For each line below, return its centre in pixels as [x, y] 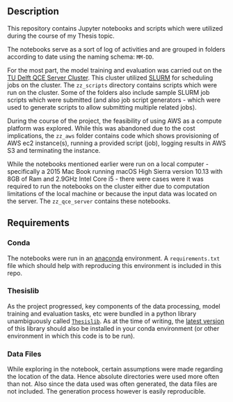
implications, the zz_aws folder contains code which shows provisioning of [113, 135]
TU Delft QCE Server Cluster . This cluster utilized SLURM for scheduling [110, 77]
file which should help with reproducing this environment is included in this [114, 265]
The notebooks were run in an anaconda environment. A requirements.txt [114, 258]
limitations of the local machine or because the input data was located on [112, 193]
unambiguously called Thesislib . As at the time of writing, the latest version [116, 321]
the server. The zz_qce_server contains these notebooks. [89, 201]
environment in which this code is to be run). [71, 336]
